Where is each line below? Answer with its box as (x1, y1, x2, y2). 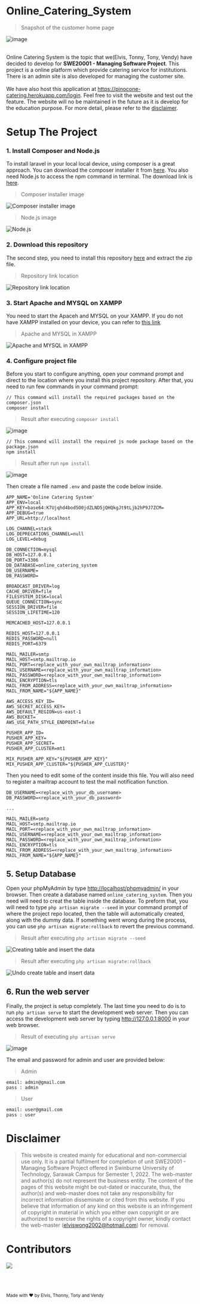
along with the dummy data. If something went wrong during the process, (6, 916, 187, 924)
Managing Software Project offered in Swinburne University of (20, 1164, 174, 1171)
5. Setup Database (6, 869, 76, 879)
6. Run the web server (6, 986, 90, 997)
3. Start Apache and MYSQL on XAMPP (6, 298, 122, 307)
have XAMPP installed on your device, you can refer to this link (6, 319, 161, 326)
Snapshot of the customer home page (20, 24, 115, 31)
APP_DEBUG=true (6, 510, 44, 516)
